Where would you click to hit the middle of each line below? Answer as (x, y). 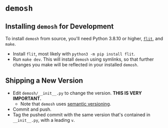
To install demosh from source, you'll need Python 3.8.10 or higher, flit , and (84, 39)
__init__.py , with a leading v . (44, 120)
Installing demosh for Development (59, 26)
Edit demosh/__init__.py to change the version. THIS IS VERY (77, 93)
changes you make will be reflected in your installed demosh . (76, 65)
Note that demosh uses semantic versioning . (66, 104)
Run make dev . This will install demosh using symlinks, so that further (83, 59)
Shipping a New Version (44, 81)
